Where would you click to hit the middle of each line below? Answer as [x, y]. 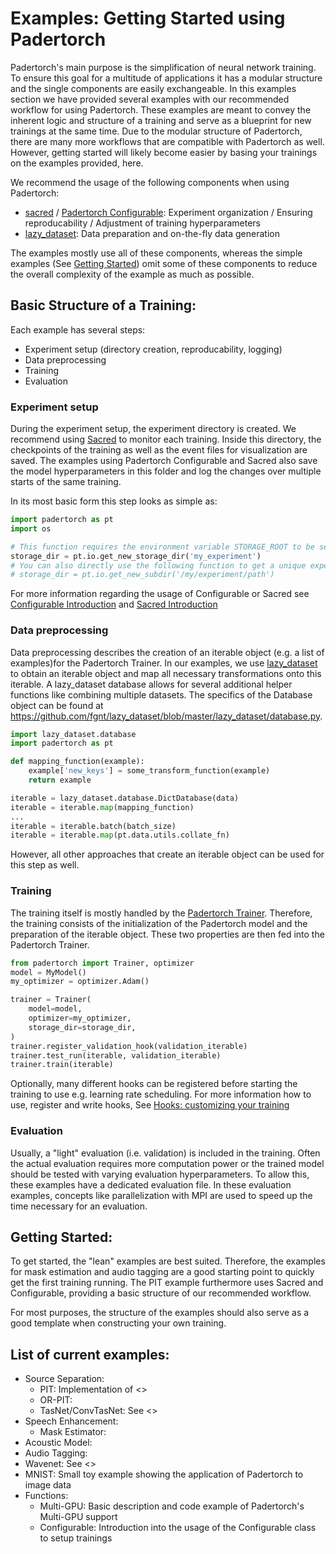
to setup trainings [76, 1538]
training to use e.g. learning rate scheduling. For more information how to [161, 1094]
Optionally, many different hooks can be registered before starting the [154, 1084]
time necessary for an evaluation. [79, 1206]
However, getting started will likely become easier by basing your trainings [164, 152]
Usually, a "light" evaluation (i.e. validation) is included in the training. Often [165, 1153]
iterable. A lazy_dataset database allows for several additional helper [151, 684]
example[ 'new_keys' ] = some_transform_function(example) [149, 771]
